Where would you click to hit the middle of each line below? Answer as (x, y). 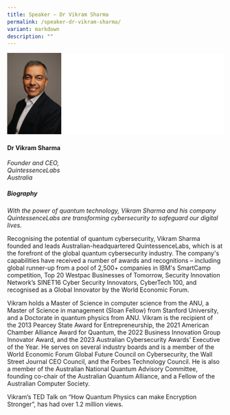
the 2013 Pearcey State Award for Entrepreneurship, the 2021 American (108, 325)
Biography (22, 193)
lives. (14, 225)
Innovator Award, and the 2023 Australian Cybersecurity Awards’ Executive (114, 340)
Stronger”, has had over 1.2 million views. (65, 404)
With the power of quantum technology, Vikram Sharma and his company (112, 211)
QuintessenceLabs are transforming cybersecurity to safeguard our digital (113, 218)
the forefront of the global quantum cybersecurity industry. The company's (113, 253)
